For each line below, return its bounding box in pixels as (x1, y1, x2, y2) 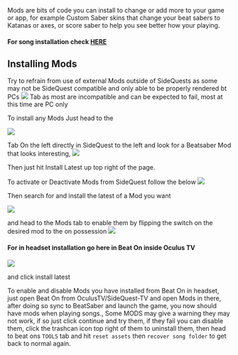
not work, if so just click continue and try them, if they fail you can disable (7, 316, 224, 325)
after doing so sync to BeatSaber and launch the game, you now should (7, 301, 217, 310)
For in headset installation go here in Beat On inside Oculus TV (7, 244, 195, 251)
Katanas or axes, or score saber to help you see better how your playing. (7, 21, 220, 29)
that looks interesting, (7, 149, 71, 158)
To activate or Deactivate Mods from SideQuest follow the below (7, 177, 197, 187)
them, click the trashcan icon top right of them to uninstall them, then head (7, 324, 226, 332)
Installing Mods (7, 58, 77, 70)
